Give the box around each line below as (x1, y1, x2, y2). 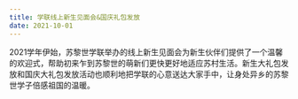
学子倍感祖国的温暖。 (16, 80, 95, 90)
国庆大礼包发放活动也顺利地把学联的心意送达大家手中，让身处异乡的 (24, 68, 273, 80)
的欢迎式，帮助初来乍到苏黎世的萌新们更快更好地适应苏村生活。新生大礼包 (9, 57, 281, 68)
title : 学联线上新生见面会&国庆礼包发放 (9, 12, 140, 22)
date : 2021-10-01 (9, 21, 74, 30)
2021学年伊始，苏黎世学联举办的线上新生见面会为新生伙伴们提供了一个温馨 (9, 46, 284, 57)
